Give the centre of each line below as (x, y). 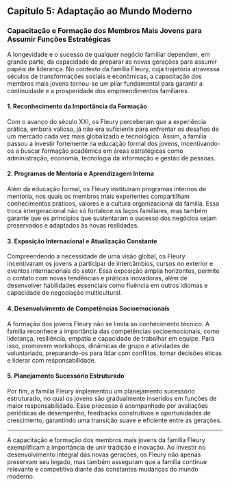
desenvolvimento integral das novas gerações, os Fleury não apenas (104, 454)
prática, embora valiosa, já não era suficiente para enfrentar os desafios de (113, 129)
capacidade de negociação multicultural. (65, 293)
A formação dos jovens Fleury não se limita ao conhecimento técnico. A (108, 324)
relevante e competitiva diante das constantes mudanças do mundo (103, 469)
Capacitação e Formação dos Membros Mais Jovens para (104, 31)
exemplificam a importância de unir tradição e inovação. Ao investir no (106, 447)
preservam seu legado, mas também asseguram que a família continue (107, 461)
